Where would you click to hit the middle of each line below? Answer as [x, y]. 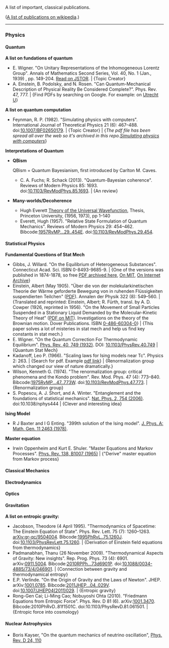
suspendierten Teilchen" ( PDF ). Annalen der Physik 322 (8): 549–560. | [86, 297]
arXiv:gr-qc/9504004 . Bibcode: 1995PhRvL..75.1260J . [68, 537]
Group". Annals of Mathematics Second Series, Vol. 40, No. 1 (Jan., [82, 73]
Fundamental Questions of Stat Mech [45, 255]
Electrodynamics [23, 482]
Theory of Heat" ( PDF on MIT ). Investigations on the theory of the [80, 318]
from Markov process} [36, 459]
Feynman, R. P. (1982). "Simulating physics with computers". [75, 120]
